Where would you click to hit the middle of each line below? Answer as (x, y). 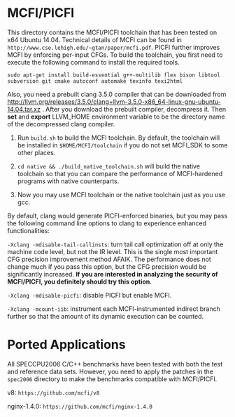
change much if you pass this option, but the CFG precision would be (107, 266)
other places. (36, 152)
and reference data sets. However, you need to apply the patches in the (111, 371)
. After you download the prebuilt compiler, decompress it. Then (134, 109)
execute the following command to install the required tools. (93, 62)
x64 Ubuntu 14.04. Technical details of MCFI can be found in (94, 39)
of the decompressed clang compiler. (61, 124)
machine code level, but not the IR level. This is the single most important (113, 251)
